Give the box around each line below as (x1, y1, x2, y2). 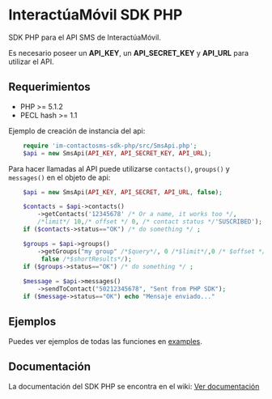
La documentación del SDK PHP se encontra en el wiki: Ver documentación (8, 381, 260, 391)
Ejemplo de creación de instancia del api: (8, 125, 146, 135)
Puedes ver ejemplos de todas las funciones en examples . (8, 336, 202, 346)
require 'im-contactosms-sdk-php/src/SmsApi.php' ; (23, 142, 198, 150)
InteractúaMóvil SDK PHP (8, 6, 183, 24)
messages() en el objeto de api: (8, 172, 111, 182)
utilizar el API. (8, 57, 54, 66)
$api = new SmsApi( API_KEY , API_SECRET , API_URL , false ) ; (23, 188, 223, 196)
